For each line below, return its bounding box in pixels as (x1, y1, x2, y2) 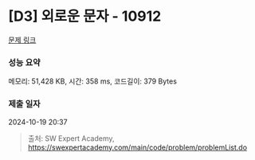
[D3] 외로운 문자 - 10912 (8, 7, 162, 25)
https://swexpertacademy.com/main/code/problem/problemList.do (27, 142, 248, 152)
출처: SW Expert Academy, (27, 133, 115, 143)
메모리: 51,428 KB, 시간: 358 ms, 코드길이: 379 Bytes (8, 76, 178, 86)
